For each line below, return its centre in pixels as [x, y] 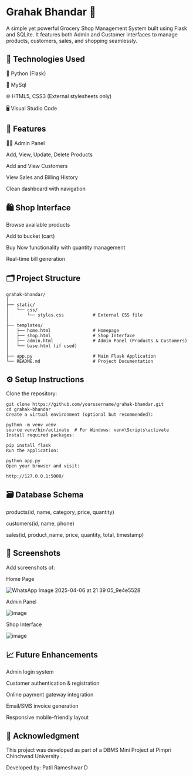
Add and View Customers [37, 166]
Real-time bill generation [36, 259]
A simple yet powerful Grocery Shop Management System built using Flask [97, 28]
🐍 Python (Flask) [26, 73]
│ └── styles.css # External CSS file [75, 315]
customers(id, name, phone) [40, 523]
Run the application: [33, 450]
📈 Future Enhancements [52, 655]
